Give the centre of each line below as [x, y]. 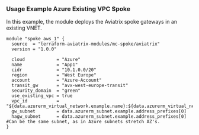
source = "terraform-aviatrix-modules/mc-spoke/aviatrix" [86, 44]
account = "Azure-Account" [57, 81]
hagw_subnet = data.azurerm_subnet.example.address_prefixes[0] [99, 117]
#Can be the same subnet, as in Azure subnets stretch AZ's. [83, 122]
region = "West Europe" [54, 75]
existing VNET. [24, 28]
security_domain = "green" [46, 91]
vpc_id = [36, 101]
